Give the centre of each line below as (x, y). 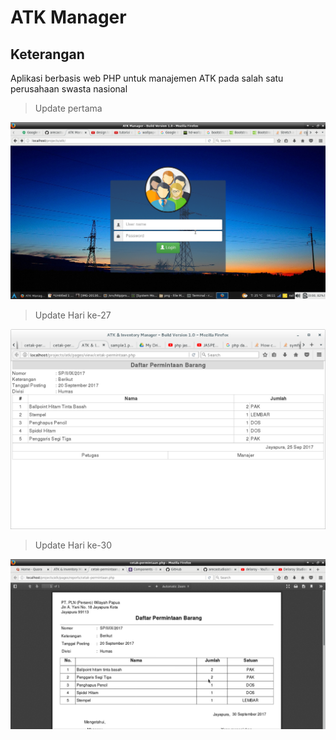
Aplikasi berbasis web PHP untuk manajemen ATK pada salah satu (147, 78)
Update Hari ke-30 (73, 545)
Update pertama (68, 108)
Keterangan (47, 54)
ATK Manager (68, 17)
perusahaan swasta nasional (69, 89)
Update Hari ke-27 (73, 315)
